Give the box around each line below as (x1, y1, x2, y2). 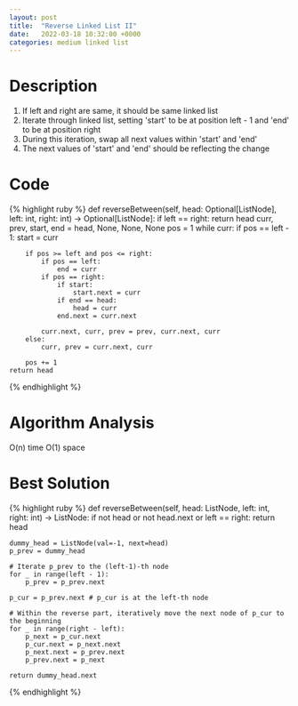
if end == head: (56, 296, 117, 305)
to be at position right (21, 124, 101, 135)
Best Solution (9, 473, 110, 493)
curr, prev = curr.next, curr (41, 343, 153, 352)
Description (9, 76, 98, 96)
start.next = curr (72, 288, 141, 298)
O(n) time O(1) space (9, 442, 86, 453)
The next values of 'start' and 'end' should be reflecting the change (21, 143, 270, 154)
